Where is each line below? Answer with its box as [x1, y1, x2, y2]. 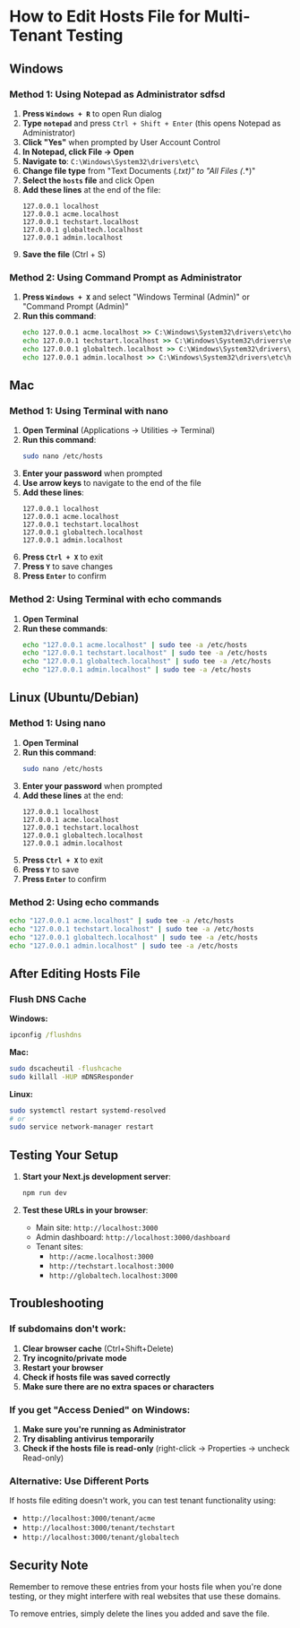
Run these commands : [21, 623, 108, 634]
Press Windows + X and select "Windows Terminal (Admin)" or [21, 291, 251, 302]
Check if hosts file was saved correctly [21, 1372, 171, 1382]
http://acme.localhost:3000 [48, 1252, 154, 1261]
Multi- [203, 6, 251, 27]
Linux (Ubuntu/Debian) [9, 690, 140, 706]
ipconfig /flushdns [9, 1031, 82, 1040]
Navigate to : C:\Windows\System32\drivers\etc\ [21, 155, 200, 167]
